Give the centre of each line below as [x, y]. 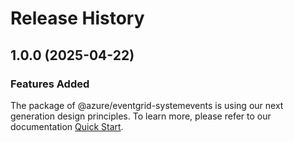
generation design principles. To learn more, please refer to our [141, 116]
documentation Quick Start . [67, 126]
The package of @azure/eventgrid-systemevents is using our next [147, 105]
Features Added [50, 84]
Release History [77, 18]
